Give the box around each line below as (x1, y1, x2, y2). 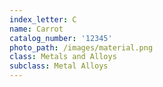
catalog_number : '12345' (9, 33, 113, 43)
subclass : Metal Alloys (9, 61, 109, 71)
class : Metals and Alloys (9, 52, 117, 62)
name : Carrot (9, 24, 64, 34)
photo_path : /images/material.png (9, 42, 154, 53)
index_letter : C (9, 14, 77, 25)
